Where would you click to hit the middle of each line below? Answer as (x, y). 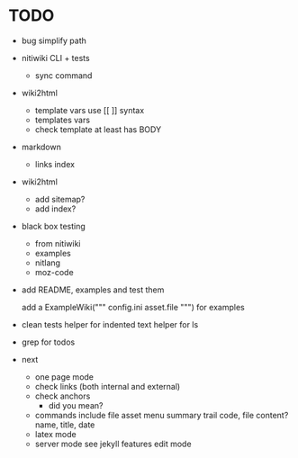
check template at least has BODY (98, 129)
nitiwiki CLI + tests (56, 58)
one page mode (64, 377)
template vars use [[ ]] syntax (90, 110)
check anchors (63, 396)
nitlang (47, 263)
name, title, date (65, 425)
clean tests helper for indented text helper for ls (110, 324)
